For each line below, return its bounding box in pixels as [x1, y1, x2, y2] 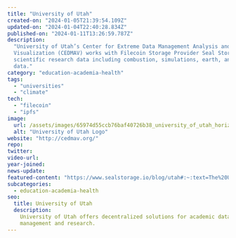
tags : [7, 75, 23, 83]
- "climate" [13, 89, 49, 96]
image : [7, 115, 27, 122]
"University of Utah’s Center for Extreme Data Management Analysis [13, 43, 218, 50]
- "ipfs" [13, 108, 39, 115]
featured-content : [7, 174, 61, 181]
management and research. [20, 220, 96, 227]
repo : [7, 142, 23, 149]
